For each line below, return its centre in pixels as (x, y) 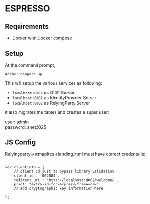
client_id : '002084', (37, 176)
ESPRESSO (28, 9)
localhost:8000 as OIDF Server (43, 93)
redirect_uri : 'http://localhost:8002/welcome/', (66, 180)
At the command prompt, (30, 65)
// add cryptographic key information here (59, 188)
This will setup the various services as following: (54, 83)
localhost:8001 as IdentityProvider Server (54, 97)
